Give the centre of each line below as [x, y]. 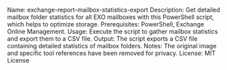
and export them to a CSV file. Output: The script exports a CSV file [102, 39]
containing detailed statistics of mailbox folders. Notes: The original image [112, 46]
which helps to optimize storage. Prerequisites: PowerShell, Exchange [106, 24]
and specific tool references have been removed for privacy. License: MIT [111, 53]
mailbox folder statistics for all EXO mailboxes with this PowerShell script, [111, 17]
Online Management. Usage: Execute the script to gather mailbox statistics [112, 31]
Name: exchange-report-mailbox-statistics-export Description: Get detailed [114, 10]
